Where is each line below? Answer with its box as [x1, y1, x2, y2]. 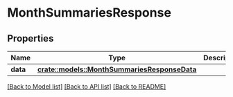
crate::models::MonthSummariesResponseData [37, 64, 197, 74]
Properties [7, 33, 54, 44]
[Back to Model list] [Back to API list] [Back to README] [7, 82, 166, 91]
